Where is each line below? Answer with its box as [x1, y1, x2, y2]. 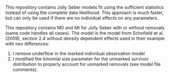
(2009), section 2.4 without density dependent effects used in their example [5, 35, 165, 41]
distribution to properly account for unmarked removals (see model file [12, 61, 161, 67]
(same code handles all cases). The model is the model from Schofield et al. [5, 30, 164, 36]
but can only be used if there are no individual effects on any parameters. [5, 15, 159, 21]
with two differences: [5, 41, 50, 47]
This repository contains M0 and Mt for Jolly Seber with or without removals [5, 25, 165, 31]
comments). [12, 66, 38, 72]
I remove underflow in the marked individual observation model [12, 50, 145, 56]
